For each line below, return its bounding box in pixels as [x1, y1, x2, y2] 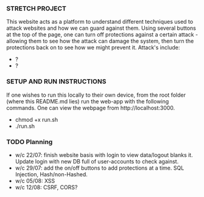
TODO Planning [6, 137, 53, 146]
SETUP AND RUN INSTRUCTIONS [6, 77, 107, 86]
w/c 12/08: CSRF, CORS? [15, 184, 78, 191]
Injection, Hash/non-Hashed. [15, 170, 88, 178]
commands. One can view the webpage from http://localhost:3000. [6, 104, 175, 111]
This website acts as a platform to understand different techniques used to [6, 18, 194, 26]
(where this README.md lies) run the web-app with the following [6, 97, 169, 105]
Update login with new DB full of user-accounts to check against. [15, 157, 179, 165]
